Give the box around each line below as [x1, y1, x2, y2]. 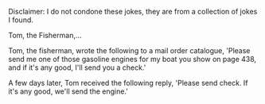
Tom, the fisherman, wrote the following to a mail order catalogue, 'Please [8, 46, 251, 55]
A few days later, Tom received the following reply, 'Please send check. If [8, 79, 248, 87]
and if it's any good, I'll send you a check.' [8, 63, 146, 72]
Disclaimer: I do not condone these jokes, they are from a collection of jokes [8, 7, 258, 16]
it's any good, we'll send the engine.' [8, 87, 129, 96]
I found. [8, 15, 34, 25]
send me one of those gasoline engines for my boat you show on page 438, [8, 55, 257, 64]
